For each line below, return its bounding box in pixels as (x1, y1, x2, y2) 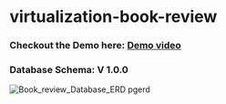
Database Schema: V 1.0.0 (9, 64, 129, 77)
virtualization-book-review (9, 6, 218, 27)
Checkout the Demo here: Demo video (9, 39, 182, 52)
